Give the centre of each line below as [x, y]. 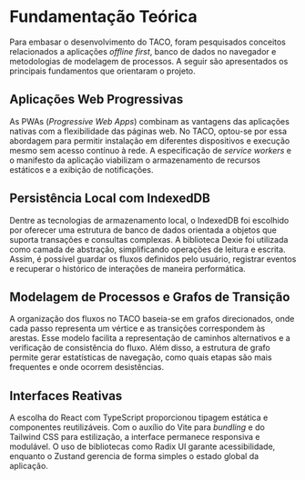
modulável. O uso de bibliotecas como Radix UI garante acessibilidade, [142, 446]
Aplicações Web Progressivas [97, 100]
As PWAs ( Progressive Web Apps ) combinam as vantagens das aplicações [149, 121]
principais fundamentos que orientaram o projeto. [102, 71]
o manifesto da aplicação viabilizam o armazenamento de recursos [135, 160]
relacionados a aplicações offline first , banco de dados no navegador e [143, 51]
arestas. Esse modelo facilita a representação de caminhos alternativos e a [150, 338]
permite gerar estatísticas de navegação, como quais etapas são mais [141, 357]
